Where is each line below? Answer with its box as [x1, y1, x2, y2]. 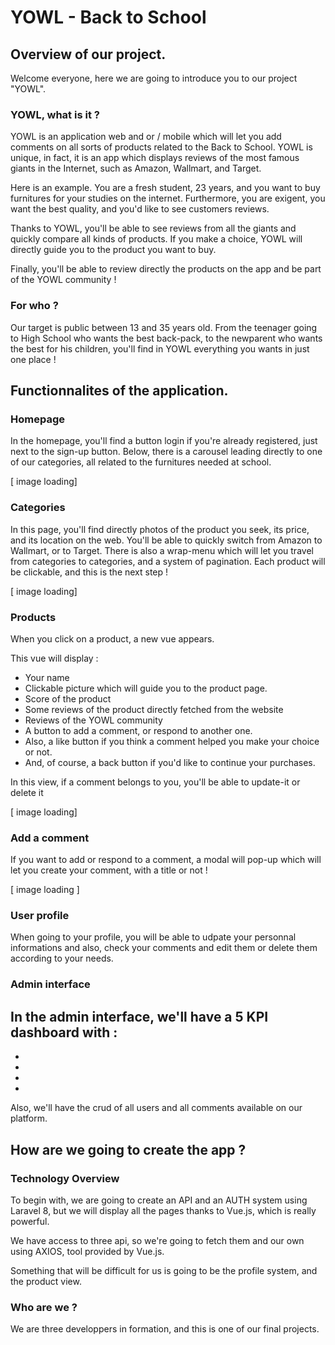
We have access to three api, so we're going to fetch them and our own [10, 1234, 305, 1246]
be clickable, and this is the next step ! [10, 566, 169, 578]
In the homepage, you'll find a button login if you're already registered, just [10, 435, 318, 447]
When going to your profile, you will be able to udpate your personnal [10, 931, 297, 943]
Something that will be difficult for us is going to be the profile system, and [10, 1264, 318, 1276]
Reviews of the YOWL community [24, 714, 163, 726]
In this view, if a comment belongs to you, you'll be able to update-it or [10, 776, 301, 788]
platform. [10, 1112, 48, 1125]
